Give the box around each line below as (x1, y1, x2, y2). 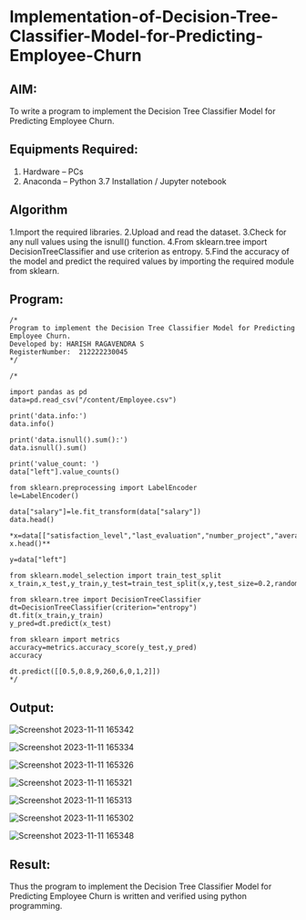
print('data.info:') (9, 412, 88, 421)
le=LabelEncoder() (9, 491, 79, 501)
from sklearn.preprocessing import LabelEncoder (9, 484, 198, 493)
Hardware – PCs (22, 166, 84, 177)
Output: (9, 700, 55, 716)
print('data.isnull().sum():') (9, 435, 128, 444)
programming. (9, 901, 63, 912)
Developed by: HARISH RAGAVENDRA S (9, 340, 145, 349)
